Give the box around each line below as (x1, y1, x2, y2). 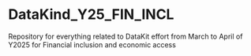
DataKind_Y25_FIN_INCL (8, 6, 174, 24)
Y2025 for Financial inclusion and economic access (8, 39, 176, 49)
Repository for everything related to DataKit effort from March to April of (8, 32, 243, 41)
